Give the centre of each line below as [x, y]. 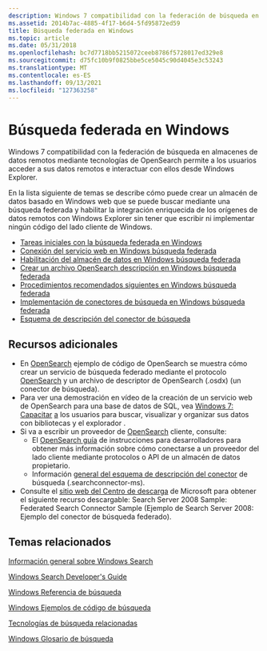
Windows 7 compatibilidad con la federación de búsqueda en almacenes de [133, 152]
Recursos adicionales [63, 344]
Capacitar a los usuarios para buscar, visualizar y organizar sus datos [134, 415]
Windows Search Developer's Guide [68, 577]
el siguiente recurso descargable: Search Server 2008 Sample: [124, 500]
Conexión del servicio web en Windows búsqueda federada [118, 251]
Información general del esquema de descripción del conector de [139, 474]
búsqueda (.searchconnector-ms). [88, 483]
